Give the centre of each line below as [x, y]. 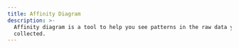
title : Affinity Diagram [44, 14]
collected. [30, 34]
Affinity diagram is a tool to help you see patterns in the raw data [121, 27]
